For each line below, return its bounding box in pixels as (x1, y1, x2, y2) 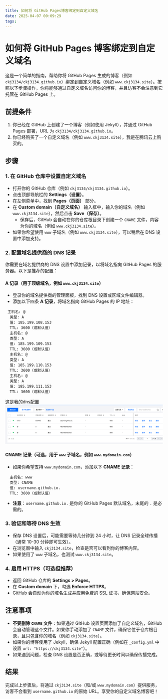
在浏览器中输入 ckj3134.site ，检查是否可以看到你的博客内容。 (12, 545, 141, 551)
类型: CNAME (9, 480, 33, 485)
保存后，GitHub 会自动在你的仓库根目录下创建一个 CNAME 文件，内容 (19, 216, 159, 223)
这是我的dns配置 (5, 399, 39, 405)
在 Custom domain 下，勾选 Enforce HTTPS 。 (12, 584, 109, 590)
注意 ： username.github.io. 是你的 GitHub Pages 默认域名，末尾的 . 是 (12, 500, 158, 506)
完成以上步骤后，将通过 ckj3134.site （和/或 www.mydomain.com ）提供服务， (5, 682, 160, 688)
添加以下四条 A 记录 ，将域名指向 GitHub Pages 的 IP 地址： (12, 298, 134, 304)
